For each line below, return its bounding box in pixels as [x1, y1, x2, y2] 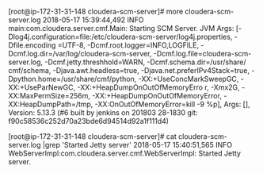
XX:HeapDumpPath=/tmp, [8, 99, 93, 109]
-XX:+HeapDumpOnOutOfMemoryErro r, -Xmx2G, [77, 83, 240, 92]
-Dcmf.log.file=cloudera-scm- [153, 49, 252, 58]
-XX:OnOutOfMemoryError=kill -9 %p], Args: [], [94, 99, 251, 109]
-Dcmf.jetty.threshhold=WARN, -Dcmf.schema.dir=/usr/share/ [44, 57, 247, 67]
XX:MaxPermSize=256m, [8, 91, 91, 100]
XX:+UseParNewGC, [8, 83, 76, 92]
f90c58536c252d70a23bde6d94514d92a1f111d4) [8, 117, 169, 125]
